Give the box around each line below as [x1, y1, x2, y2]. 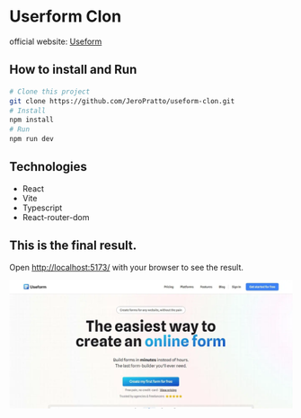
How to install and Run [9, 62, 137, 77]
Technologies [9, 159, 88, 174]
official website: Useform [9, 36, 102, 47]
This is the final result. [9, 238, 137, 253]
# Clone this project [9, 87, 91, 96]
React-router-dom [22, 211, 90, 222]
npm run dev [9, 135, 54, 144]
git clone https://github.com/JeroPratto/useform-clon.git [9, 96, 235, 105]
